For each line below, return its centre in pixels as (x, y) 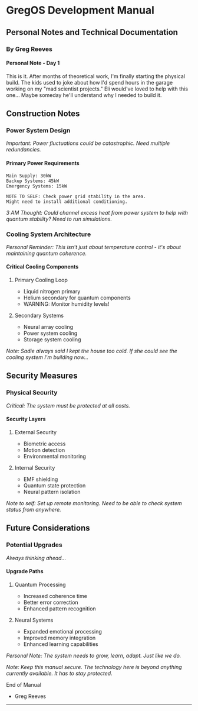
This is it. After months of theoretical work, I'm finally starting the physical (96, 76)
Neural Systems (34, 620)
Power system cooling (50, 333)
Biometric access (44, 444)
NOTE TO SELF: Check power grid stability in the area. (76, 196)
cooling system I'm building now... (47, 357)
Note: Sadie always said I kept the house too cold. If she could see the (92, 351)
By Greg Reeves (29, 49)
